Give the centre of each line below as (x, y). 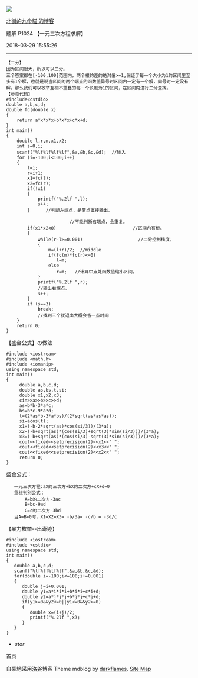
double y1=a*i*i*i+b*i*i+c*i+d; (61, 592)
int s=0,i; (30, 146)
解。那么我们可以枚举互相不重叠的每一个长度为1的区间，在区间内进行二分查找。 (89, 88)
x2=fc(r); (39, 183)
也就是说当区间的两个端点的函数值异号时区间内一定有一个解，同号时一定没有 (109, 82)
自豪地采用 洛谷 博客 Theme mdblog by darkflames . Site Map (79, 669)
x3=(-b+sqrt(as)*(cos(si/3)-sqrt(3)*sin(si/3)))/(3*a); (89, 437)
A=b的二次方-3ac (42, 499)
